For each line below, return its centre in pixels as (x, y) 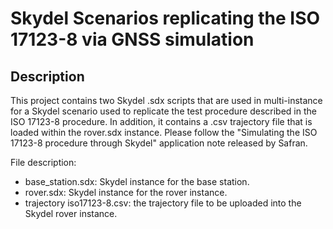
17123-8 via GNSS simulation (132, 39)
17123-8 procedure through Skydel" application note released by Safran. (159, 143)
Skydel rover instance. (71, 213)
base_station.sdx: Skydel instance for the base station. (137, 181)
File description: (43, 162)
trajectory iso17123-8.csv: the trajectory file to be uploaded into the (163, 203)
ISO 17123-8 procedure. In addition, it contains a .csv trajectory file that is (161, 121)
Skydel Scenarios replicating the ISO (165, 18)
